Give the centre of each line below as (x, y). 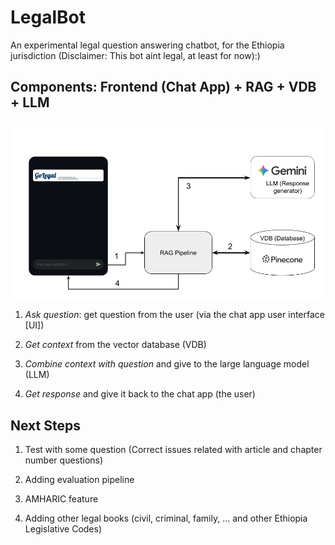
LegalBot (48, 17)
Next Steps (45, 425)
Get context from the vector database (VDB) (115, 345)
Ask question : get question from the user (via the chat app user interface (174, 315)
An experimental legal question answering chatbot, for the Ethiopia (147, 45)
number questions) (64, 460)
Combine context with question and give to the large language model (167, 364)
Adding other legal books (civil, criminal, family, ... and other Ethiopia (166, 518)
